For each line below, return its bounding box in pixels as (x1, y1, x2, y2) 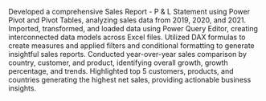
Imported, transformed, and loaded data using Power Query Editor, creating (8, 24, 259, 33)
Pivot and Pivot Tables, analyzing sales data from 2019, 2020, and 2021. (8, 15, 247, 25)
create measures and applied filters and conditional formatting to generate (8, 41, 255, 50)
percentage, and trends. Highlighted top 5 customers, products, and (8, 67, 234, 75)
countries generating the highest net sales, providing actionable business (8, 75, 252, 84)
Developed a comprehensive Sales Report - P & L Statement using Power (8, 7, 251, 16)
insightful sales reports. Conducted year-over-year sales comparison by (8, 50, 248, 59)
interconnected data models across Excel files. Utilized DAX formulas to (8, 32, 246, 42)
